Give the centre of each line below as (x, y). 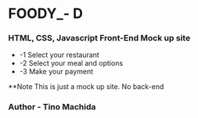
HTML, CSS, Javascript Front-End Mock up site (99, 38)
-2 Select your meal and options (71, 63)
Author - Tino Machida (52, 107)
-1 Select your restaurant (59, 55)
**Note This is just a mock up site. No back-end (86, 87)
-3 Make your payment (56, 72)
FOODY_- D (46, 14)
